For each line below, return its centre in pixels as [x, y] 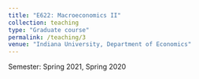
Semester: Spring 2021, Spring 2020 [67, 66]
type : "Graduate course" [49, 30]
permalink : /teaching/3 [47, 37]
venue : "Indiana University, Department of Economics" [100, 45]
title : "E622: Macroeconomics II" [65, 15]
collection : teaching [44, 23]
